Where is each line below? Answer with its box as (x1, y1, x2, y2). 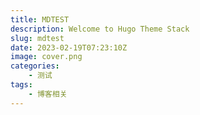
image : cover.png (10, 52, 83, 62)
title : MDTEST (10, 14, 70, 25)
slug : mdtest (10, 33, 65, 43)
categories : (10, 61, 60, 71)
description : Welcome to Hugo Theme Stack (10, 24, 190, 34)
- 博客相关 (28, 89, 68, 99)
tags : (10, 80, 33, 90)
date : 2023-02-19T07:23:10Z (10, 42, 128, 53)
